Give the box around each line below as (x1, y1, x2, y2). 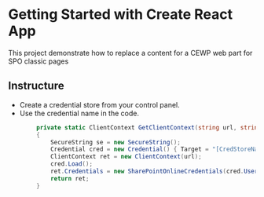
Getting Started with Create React (8, 5, 233, 24)
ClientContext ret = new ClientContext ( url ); (49, 153, 202, 161)
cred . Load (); (49, 160, 93, 168)
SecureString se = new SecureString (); (49, 138, 181, 146)
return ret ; (49, 174, 90, 182)
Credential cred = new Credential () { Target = (49, 145, 210, 154)
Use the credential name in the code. (19, 108, 140, 118)
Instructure (8, 79, 64, 93)
